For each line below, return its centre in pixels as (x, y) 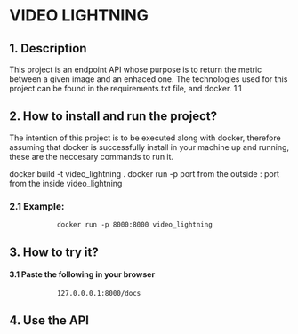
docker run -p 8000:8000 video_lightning (135, 225)
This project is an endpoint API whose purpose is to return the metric (136, 69)
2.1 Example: (37, 206)
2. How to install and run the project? (113, 116)
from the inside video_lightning (66, 183)
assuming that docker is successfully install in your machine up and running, (149, 147)
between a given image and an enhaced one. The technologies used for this (149, 79)
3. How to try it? (54, 252)
